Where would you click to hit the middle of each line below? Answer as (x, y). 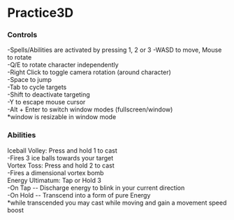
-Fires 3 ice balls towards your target (60, 158)
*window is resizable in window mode (62, 117)
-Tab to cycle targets (37, 87)
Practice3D (41, 13)
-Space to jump (30, 80)
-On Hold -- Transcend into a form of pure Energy (79, 195)
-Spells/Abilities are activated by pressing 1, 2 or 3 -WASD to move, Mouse (115, 50)
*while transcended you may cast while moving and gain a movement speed (117, 202)
